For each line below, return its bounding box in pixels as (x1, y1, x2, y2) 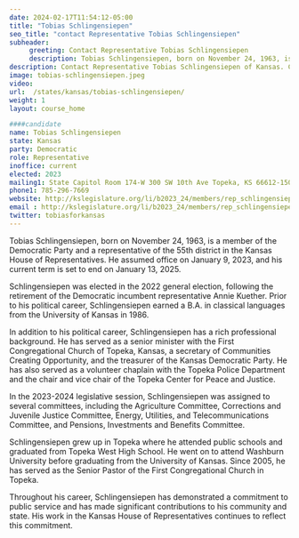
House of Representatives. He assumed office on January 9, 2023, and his (9, 254, 283, 265)
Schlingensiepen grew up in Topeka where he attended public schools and (9, 437, 283, 447)
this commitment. (9, 519, 73, 530)
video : (9, 79, 34, 88)
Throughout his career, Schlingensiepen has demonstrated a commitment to (9, 491, 289, 502)
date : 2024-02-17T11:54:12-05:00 (9, 12, 133, 22)
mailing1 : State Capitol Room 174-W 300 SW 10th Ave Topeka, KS (9, 178, 253, 187)
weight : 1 (9, 95, 46, 105)
